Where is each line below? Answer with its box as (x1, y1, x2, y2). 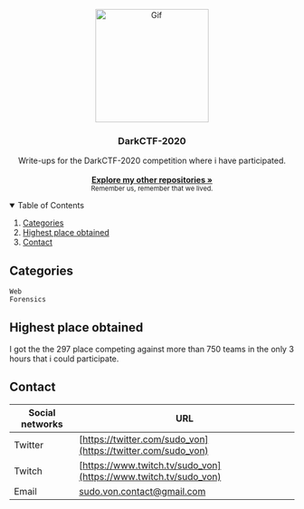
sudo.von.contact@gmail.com (79, 485, 206, 497)
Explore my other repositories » (91, 175, 213, 186)
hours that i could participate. (9, 353, 119, 364)
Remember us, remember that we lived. (90, 184, 214, 194)
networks (21, 418, 63, 430)
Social (28, 406, 56, 418)
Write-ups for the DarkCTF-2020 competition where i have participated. (17, 155, 287, 167)
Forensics (9, 295, 47, 304)
